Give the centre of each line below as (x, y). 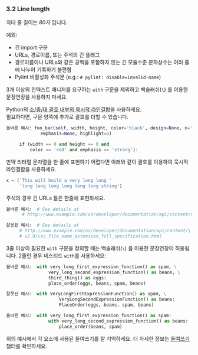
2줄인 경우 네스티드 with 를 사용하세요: (62, 255)
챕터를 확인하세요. (27, 346)
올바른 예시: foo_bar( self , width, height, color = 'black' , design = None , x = (98, 128)
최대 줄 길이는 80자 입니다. (37, 22)
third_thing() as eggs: (77, 278)
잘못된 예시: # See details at (43, 225)
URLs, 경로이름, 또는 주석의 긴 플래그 (57, 55)
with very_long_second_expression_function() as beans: (118, 321)
